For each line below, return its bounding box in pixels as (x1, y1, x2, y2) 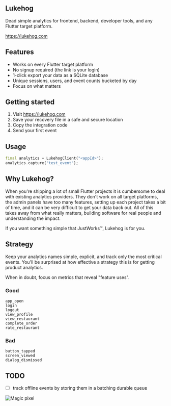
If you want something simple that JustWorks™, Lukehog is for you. (5, 225, 146, 231)
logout (5, 307, 19, 313)
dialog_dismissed (5, 358, 42, 363)
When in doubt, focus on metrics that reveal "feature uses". (5, 274, 130, 280)
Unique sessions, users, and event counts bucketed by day (12, 78, 137, 84)
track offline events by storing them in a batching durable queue (12, 385, 148, 391)
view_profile (5, 312, 33, 317)
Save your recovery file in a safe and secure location (12, 117, 123, 123)
